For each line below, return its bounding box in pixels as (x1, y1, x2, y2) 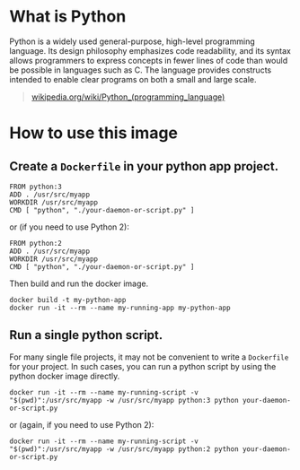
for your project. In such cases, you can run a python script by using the (9, 361, 277, 371)
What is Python (9, 6, 127, 27)
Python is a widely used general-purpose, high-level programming (9, 36, 255, 47)
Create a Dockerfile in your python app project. (9, 159, 279, 174)
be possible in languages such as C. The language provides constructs (9, 65, 272, 75)
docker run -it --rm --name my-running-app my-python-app (9, 303, 231, 312)
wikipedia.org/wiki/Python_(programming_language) (31, 91, 225, 102)
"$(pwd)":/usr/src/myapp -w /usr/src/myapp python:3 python (9, 396, 240, 405)
